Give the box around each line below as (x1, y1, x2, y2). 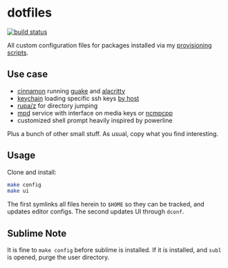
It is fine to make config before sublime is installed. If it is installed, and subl (7, 246, 222, 254)
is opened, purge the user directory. (7, 253, 110, 262)
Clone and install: (7, 168, 57, 176)
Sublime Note (7, 227, 67, 239)
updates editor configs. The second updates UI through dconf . (7, 207, 184, 216)
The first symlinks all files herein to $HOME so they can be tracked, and (7, 200, 205, 209)
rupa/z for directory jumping (17, 102, 98, 110)
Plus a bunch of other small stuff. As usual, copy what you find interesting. (7, 129, 219, 137)
